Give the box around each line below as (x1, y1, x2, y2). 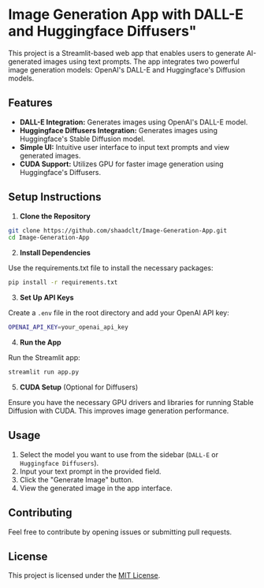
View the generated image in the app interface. (19, 483, 173, 493)
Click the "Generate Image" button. (19, 474, 134, 484)
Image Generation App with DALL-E (8, 6, 244, 24)
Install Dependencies (19, 248, 91, 258)
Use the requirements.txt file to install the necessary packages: (8, 263, 214, 273)
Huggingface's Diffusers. (19, 167, 102, 177)
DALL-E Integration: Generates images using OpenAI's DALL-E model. (19, 117, 248, 127)
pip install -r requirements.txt (8, 278, 118, 287)
